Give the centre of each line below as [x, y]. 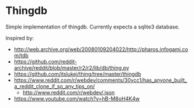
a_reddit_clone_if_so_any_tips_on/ [54, 86]
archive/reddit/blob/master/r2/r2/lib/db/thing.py [72, 67]
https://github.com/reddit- [45, 62]
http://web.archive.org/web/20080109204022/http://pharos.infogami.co [101, 49]
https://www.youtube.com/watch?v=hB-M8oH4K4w [77, 98]
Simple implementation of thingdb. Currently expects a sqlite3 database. [93, 27]
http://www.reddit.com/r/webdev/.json [69, 92]
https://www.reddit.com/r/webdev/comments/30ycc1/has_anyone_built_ [101, 80]
